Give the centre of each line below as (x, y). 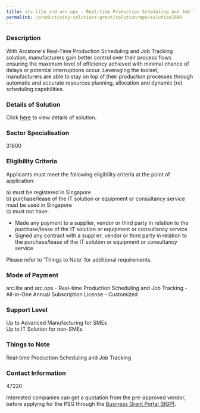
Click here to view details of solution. (51, 117)
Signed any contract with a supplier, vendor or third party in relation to (101, 235)
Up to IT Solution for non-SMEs (45, 329)
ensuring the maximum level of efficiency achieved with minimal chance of (98, 64)
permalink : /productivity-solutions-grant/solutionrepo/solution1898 (94, 17)
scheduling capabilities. (35, 89)
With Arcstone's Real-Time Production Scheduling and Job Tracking (90, 51)
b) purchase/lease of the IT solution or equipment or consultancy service (96, 198)
